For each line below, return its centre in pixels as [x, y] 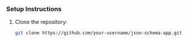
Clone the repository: [41, 22]
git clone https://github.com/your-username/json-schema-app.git [98, 33]
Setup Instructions [34, 9]
